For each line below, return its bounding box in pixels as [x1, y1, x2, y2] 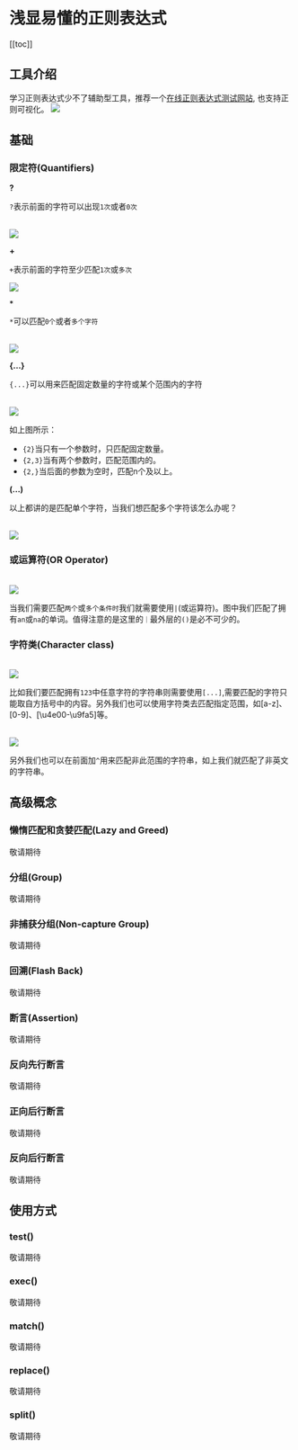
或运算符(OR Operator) [9, 554, 110, 567]
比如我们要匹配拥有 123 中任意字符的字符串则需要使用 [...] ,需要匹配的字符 [9, 687, 280, 698]
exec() [9, 1275, 39, 1287]
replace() [9, 1365, 50, 1376]
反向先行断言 [9, 1058, 66, 1070]
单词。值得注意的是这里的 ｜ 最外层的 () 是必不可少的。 [48, 613, 245, 624]
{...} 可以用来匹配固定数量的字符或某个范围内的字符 [9, 379, 203, 389]
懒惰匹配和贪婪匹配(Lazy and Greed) [9, 824, 169, 837]
